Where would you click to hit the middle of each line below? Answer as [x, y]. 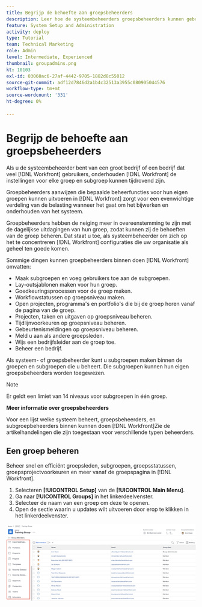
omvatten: [19, 266]
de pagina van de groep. [45, 310]
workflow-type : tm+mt [33, 89]
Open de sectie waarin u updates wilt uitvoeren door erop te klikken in [102, 509]
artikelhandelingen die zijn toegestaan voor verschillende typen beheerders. [100, 432]
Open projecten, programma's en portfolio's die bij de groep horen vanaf [105, 303]
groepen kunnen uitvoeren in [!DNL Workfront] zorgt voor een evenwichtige [100, 198]
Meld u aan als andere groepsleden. [59, 335]
